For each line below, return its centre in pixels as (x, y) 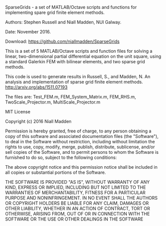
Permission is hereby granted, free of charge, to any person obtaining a (78, 131)
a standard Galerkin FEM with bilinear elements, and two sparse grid (75, 61)
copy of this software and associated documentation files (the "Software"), (82, 136)
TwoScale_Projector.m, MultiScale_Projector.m (53, 102)
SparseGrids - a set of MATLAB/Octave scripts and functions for (71, 7)
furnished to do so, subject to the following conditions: (61, 157)
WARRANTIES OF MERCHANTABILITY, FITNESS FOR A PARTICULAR (75, 193)
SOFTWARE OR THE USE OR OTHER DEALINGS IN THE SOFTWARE (74, 219)
